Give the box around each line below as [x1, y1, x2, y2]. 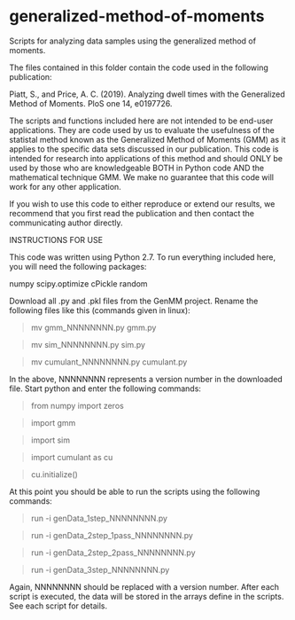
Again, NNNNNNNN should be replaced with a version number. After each [9, 581, 280, 592]
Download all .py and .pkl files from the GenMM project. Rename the [9, 295, 259, 306]
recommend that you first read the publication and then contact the [9, 208, 255, 218]
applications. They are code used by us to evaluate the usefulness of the [9, 124, 275, 135]
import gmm [30, 417, 76, 428]
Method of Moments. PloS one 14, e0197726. [9, 98, 173, 108]
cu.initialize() [30, 468, 78, 480]
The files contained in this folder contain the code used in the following [9, 62, 268, 73]
